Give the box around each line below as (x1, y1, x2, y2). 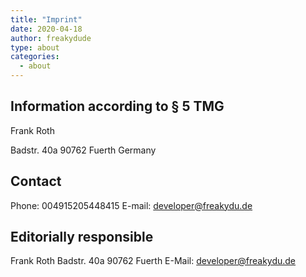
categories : (10, 52, 60, 62)
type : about (10, 42, 60, 53)
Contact (10, 173, 62, 190)
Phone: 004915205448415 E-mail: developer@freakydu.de (10, 199, 253, 211)
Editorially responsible (10, 229, 154, 246)
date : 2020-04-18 (10, 24, 83, 34)
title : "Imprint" (10, 14, 83, 25)
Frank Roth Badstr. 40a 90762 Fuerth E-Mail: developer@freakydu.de (10, 255, 297, 267)
